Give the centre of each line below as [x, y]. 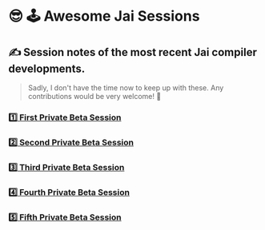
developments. [47, 68]
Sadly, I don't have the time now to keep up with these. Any [126, 88]
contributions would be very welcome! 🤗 [94, 96]
